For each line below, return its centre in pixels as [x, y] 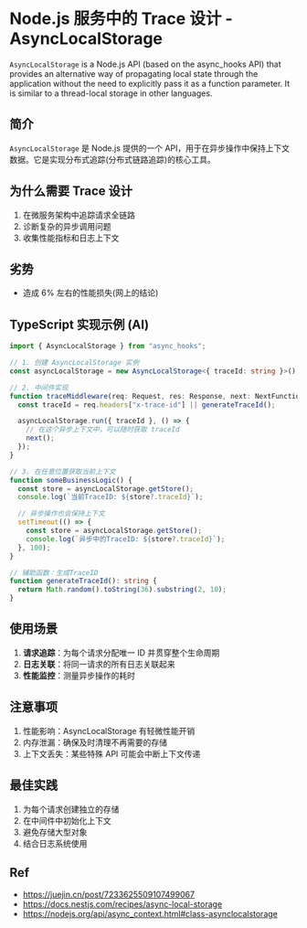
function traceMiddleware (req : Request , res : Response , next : [130, 396]
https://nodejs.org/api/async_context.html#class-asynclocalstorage [150, 914]
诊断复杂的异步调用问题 [67, 226]
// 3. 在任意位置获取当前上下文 [63, 472]
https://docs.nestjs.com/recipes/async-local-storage [122, 904]
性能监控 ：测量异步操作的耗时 [79, 675]
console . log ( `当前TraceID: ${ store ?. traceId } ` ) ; [111, 497]
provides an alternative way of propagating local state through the [134, 73]
